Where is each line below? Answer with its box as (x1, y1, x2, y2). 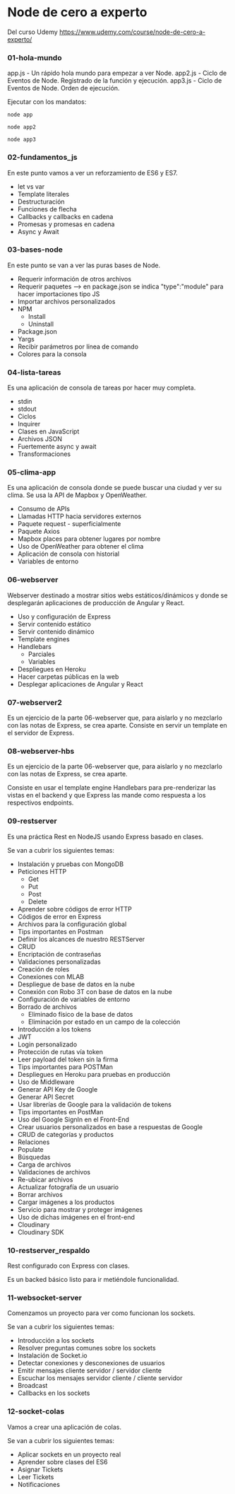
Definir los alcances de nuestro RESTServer (17, 935, 145, 943)
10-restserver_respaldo (7, 1245, 90, 1255)
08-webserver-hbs (7, 746, 75, 756)
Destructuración (17, 197, 65, 206)
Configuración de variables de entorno (17, 995, 131, 1003)
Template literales (17, 189, 69, 198)
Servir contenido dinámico (17, 627, 95, 636)
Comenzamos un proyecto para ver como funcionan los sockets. (7, 1309, 195, 1317)
